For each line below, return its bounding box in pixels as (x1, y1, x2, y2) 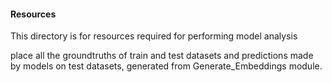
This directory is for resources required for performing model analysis (10, 30, 298, 42)
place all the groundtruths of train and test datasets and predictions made (10, 50, 314, 62)
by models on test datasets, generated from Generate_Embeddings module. (10, 60, 323, 72)
